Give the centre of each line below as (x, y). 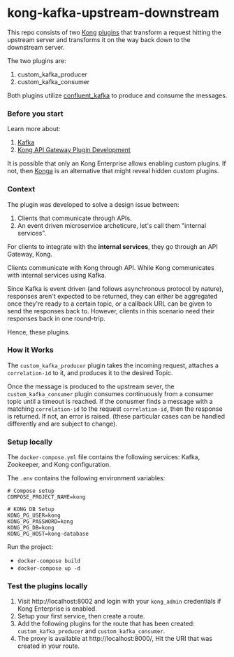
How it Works (30, 350)
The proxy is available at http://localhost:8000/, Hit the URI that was (115, 639)
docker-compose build (49, 561)
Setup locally (30, 442)
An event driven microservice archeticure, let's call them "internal (112, 225)
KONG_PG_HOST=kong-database (48, 534)
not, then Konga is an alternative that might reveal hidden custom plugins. (113, 171)
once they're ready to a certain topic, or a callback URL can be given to (110, 304)
